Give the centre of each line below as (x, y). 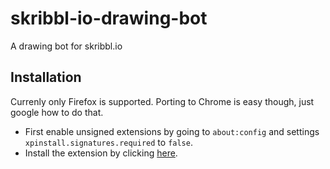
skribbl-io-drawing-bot (109, 18)
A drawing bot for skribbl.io (66, 46)
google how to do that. (57, 112)
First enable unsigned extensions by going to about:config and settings (172, 131)
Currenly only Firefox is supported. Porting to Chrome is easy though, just (162, 101)
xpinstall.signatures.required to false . (108, 142)
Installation (46, 77)
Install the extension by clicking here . (101, 153)
